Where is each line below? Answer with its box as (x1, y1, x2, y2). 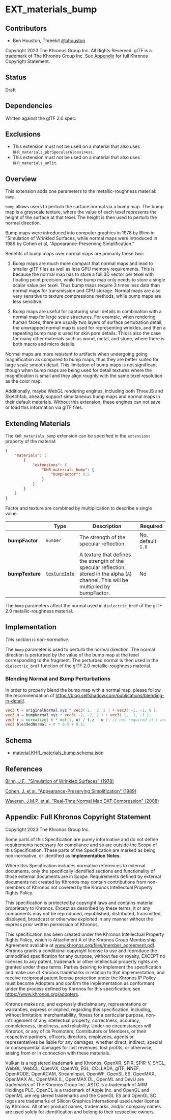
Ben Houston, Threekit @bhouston (12, 37, 85, 43)
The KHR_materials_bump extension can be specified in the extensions (5, 433, 151, 439)
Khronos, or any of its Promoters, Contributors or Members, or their (5, 1028, 147, 1034)
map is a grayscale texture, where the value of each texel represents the (5, 209, 157, 215)
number (45, 537, 62, 543)
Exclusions (5, 130, 41, 139)
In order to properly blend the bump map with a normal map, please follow (5, 687, 161, 693)
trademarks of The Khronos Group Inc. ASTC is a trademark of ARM (5, 1081, 148, 1088)
